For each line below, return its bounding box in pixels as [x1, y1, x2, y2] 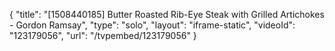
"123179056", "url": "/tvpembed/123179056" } [9, 30, 197, 41]
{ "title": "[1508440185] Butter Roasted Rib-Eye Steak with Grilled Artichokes [9, 9, 325, 20]
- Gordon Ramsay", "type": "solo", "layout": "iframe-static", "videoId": [9, 19, 296, 31]
